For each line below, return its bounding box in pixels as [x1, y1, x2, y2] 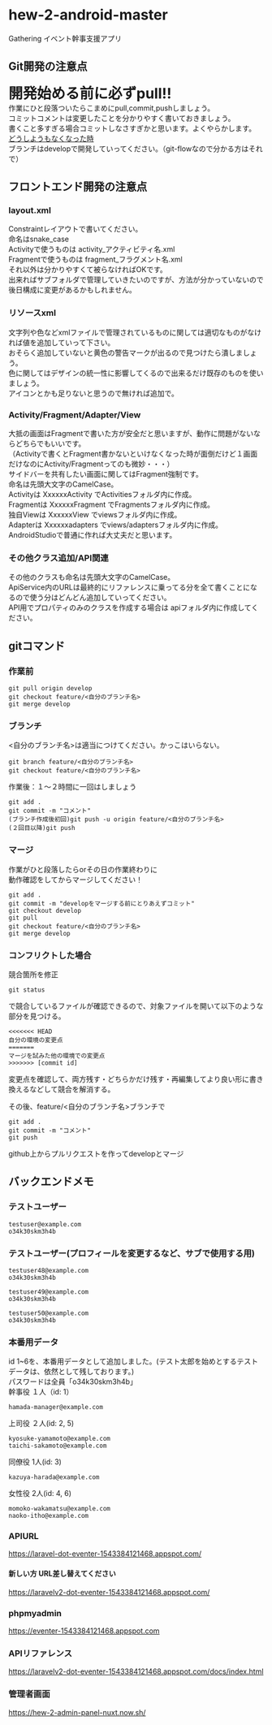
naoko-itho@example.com [8, 1512, 89, 1520]
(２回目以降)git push [8, 824, 76, 832]
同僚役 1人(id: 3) [8, 1457, 63, 1467]
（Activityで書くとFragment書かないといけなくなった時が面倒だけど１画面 [8, 449, 258, 459]
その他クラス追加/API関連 [8, 552, 110, 564]
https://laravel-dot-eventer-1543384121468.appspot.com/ [8, 1549, 202, 1559]
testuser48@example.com [8, 1266, 89, 1274]
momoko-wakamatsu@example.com [8, 1505, 111, 1513]
